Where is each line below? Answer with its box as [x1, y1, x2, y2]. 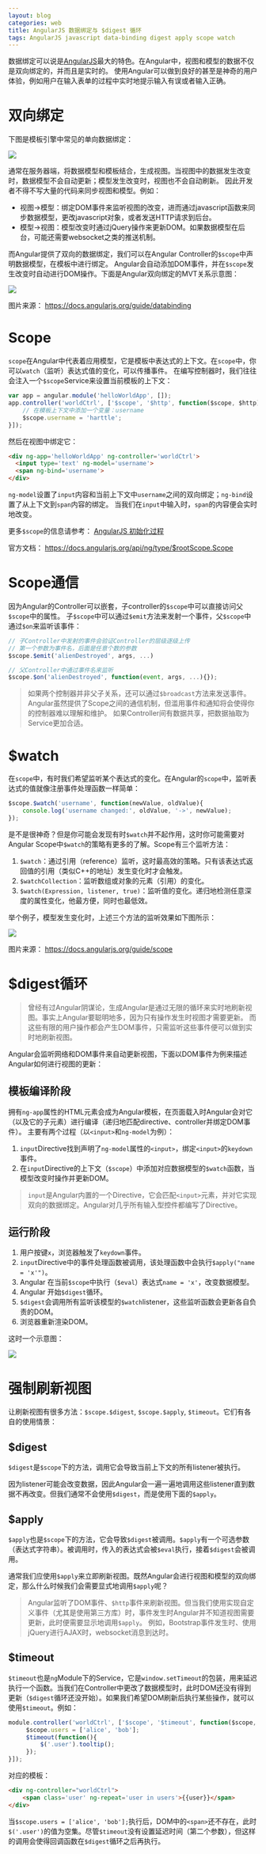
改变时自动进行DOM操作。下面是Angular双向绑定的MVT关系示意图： [14, 269, 240, 279]
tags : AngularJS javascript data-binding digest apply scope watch [8, 33, 236, 42]
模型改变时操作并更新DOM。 [19, 1173, 113, 1183]
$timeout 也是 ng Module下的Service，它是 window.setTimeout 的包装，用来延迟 [8, 1673, 257, 1682]
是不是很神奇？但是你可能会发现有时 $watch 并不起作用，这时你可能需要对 [8, 829, 245, 839]
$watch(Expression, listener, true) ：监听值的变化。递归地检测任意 [19, 886, 245, 895]
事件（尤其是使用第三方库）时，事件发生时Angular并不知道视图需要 [34, 1608, 255, 1617]
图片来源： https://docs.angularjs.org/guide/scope [8, 944, 173, 954]
